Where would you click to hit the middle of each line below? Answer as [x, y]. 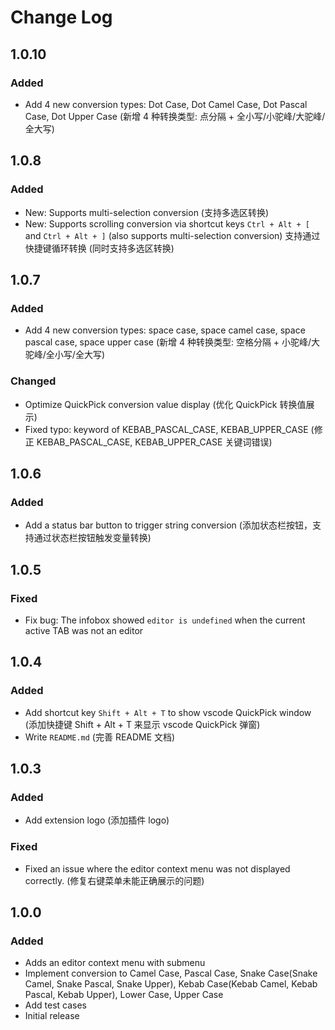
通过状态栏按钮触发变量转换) [92, 538]
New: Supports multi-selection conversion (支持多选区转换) [147, 212]
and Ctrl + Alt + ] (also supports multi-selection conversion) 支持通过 [172, 235]
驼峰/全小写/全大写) [64, 355]
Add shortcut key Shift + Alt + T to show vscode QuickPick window [168, 712]
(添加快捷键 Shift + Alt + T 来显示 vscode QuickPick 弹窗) [142, 724]
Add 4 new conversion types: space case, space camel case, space [165, 330]
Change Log [61, 17]
